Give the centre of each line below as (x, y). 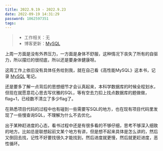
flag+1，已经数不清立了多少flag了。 (41, 99)
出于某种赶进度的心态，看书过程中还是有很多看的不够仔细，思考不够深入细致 (81, 126)
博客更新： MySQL (42, 44)
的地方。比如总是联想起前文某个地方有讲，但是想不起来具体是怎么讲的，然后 (81, 132)
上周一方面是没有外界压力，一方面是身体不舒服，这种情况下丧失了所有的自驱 (81, 54)
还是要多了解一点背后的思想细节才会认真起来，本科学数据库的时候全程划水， (81, 87)
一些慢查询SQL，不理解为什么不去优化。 (54, 115)
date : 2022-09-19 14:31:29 (32, 14)
